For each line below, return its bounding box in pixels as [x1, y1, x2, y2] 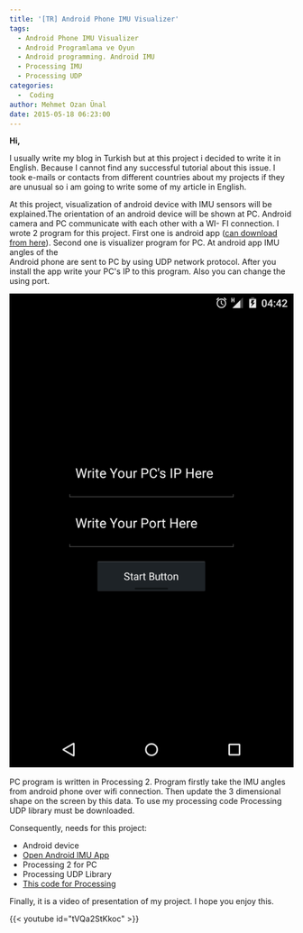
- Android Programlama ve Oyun [17, 43, 135, 52]
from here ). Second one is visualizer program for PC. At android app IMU [9, 237, 280, 248]
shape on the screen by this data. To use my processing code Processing [9, 795, 282, 806]
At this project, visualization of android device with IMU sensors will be [9, 199, 272, 210]
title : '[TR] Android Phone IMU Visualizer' [9, 14, 179, 23]
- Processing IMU [17, 62, 83, 71]
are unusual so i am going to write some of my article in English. [9, 181, 247, 193]
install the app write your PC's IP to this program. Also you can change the [9, 266, 286, 277]
